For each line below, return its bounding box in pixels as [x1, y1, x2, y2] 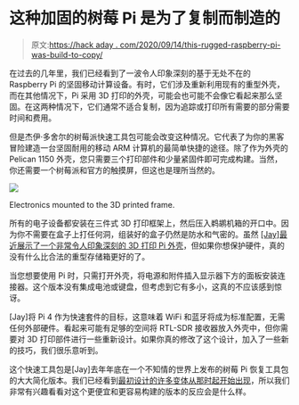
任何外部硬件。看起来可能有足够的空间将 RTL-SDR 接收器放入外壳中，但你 [9, 322, 281, 333]
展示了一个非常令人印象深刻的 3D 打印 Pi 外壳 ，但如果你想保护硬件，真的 [16, 240, 285, 251]
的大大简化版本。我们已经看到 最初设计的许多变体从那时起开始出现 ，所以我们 [9, 375, 290, 385]
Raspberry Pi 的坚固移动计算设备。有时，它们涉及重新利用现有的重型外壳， [9, 79, 285, 89]
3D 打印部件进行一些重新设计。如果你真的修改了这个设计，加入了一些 [26, 334, 282, 344]
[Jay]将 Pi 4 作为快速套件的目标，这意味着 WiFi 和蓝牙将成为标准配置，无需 [9, 311, 286, 322]
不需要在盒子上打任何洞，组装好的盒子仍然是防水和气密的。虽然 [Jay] [24, 228, 280, 239]
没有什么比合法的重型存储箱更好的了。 [9, 251, 149, 261]
